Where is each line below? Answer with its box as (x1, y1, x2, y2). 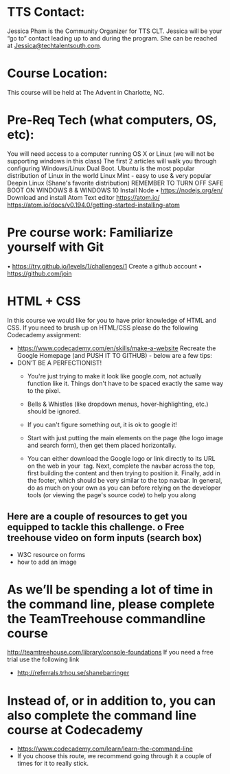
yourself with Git (7, 240, 104, 255)
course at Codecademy (7, 722, 143, 738)
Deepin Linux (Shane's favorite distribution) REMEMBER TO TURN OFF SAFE (7, 179, 224, 187)
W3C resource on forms (16, 550, 86, 558)
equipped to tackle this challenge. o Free (7, 521, 185, 533)
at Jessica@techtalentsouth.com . (7, 41, 102, 49)
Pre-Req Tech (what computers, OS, (7, 113, 217, 128)
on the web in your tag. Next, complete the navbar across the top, (27, 462, 216, 470)
